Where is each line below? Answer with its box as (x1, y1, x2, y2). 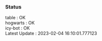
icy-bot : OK (5, 25, 30, 31)
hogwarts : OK (5, 20, 35, 26)
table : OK (5, 15, 26, 21)
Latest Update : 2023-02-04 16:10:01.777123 (5, 31, 97, 37)
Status (5, 3, 21, 10)
